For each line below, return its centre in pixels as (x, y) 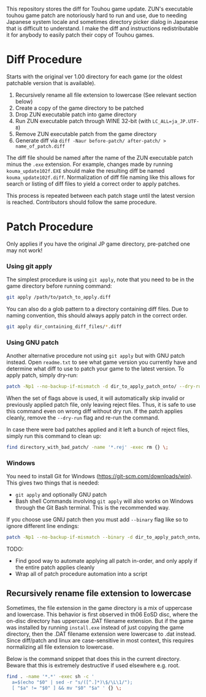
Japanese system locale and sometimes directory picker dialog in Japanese (102, 22)
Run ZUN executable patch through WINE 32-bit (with (83, 121)
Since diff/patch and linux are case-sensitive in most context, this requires (100, 640)
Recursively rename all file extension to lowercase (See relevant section (106, 95)
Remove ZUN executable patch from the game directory (86, 134)
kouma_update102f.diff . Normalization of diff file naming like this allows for (101, 177)
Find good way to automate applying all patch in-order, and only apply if (106, 561)
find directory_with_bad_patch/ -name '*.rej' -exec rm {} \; (87, 447)
